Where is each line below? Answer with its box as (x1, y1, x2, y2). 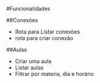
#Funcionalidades (6, 5, 51, 12)
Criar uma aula (14, 58, 52, 64)
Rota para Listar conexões (14, 28, 80, 35)
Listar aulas (14, 64, 44, 71)
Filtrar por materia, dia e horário (14, 70, 95, 77)
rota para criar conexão (14, 35, 73, 41)
